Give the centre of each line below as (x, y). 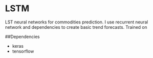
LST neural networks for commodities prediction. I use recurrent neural (76, 22)
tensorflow (23, 51)
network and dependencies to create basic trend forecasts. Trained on (76, 27)
